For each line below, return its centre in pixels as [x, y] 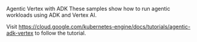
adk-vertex [20, 33]
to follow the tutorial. [61, 33]
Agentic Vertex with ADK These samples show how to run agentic [88, 9]
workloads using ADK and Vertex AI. [52, 15]
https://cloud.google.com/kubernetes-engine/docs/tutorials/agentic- [105, 27]
